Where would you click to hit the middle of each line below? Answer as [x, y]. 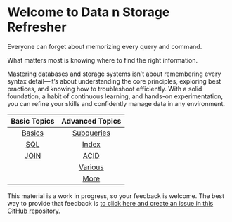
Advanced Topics [91, 121]
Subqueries [91, 133]
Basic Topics [33, 121]
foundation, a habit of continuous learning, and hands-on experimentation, [115, 96]
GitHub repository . [34, 211]
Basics [33, 133]
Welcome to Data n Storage [89, 12]
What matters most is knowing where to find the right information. [103, 60]
